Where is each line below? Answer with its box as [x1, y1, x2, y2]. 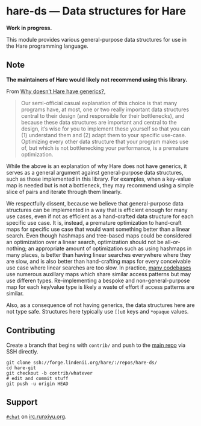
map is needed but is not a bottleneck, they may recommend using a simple [6, 181, 194, 189]
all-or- [164, 238, 181, 245]
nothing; [6, 245, 27, 252]
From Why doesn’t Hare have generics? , [6, 88, 106, 95]
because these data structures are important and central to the [20, 118, 177, 126]
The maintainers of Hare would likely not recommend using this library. [6, 76, 188, 83]
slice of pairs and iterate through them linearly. [6, 188, 122, 195]
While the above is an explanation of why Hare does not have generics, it [6, 162, 187, 170]
